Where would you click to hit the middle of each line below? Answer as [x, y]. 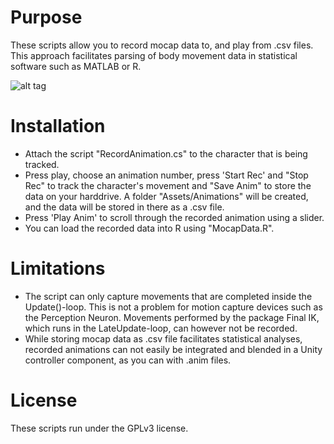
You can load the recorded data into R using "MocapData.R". [149, 228]
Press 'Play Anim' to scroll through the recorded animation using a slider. [174, 217]
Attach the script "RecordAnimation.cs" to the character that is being [166, 153]
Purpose [46, 17]
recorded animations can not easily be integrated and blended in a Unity [173, 349]
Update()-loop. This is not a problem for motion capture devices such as [173, 307]
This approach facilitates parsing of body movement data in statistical [154, 55]
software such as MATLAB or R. [76, 66]
